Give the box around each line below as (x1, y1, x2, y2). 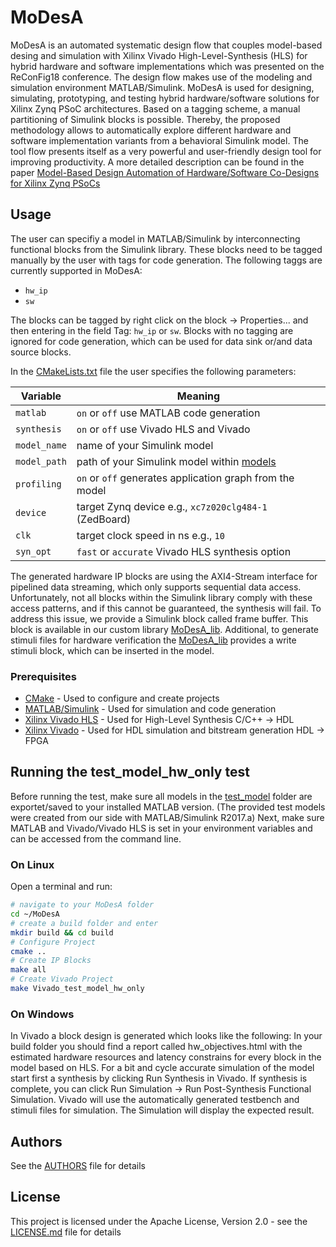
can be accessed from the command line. (10, 832, 182, 845)
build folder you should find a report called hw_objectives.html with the (10, 1041, 303, 1053)
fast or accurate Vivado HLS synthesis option (76, 544, 292, 558)
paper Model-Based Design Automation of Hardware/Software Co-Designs (10, 166, 320, 178)
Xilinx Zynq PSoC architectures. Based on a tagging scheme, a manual (10, 102, 301, 115)
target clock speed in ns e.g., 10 (76, 528, 225, 542)
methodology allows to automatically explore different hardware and (10, 124, 292, 136)
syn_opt (15, 546, 52, 557)
